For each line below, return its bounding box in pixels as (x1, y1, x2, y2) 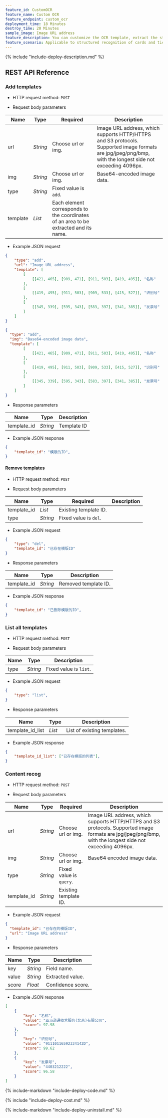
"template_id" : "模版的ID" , (14, 449, 70, 454)
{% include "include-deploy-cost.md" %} (5, 1097, 90, 1103)
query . (58, 878, 73, 885)
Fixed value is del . (58, 514, 101, 521)
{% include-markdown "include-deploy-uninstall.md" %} (5, 1106, 122, 1113)
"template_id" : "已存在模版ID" (14, 546, 76, 551)
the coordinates (52, 212, 89, 219)
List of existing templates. (66, 726, 126, 733)
